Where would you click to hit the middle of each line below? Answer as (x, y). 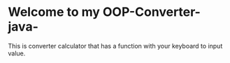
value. (17, 53)
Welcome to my (54, 12)
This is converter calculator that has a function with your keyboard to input (115, 46)
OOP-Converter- (152, 12)
